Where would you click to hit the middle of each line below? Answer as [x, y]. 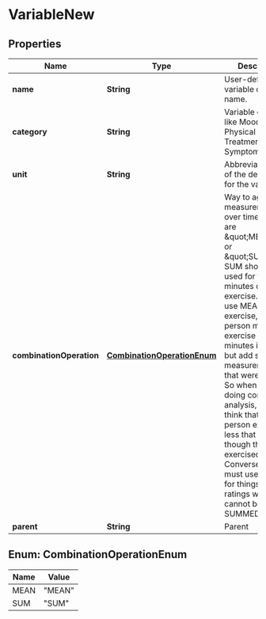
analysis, [241, 405]
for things [242, 484]
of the [236, 174]
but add [239, 355]
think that [242, 415]
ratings [237, 494]
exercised [243, 454]
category [30, 132]
